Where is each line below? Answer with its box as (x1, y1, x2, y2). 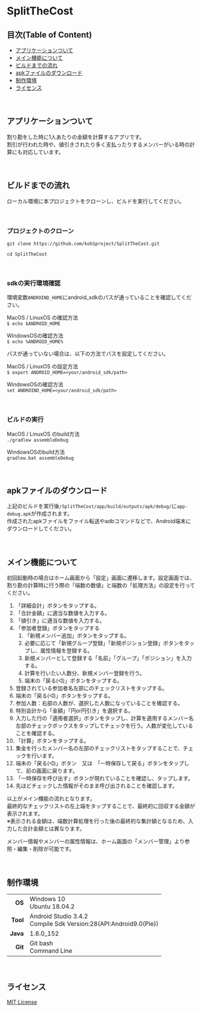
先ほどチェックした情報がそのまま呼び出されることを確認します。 (15, 782, 178, 789)
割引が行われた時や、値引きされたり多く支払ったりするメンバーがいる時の (7, 141, 190, 148)
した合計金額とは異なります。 (11, 825, 86, 833)
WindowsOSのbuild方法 (7, 448, 65, 455)
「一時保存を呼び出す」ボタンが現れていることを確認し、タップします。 (15, 775, 193, 782)
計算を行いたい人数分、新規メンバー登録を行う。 (24, 670, 145, 677)
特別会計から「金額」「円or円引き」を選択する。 (15, 707, 134, 714)
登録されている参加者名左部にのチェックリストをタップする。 (15, 685, 168, 692)
